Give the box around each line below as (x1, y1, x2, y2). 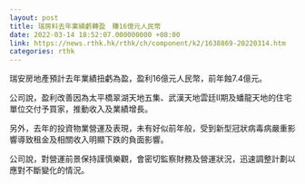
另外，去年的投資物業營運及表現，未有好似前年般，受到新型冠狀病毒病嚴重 (9, 123, 288, 134)
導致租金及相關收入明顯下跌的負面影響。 (16, 134, 169, 145)
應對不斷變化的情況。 (9, 165, 89, 176)
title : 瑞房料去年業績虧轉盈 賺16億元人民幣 (9, 22, 162, 31)
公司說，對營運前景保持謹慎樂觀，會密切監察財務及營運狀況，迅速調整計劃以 (9, 153, 296, 164)
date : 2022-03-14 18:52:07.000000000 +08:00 (9, 30, 181, 39)
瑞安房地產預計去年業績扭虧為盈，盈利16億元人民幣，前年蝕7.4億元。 (9, 73, 268, 84)
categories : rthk (9, 47, 75, 56)
